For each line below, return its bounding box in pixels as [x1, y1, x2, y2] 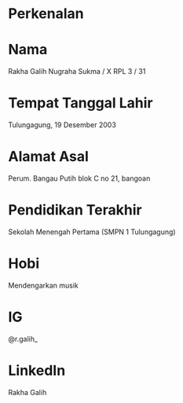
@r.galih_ [8, 334, 38, 343]
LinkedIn [8, 362, 66, 379]
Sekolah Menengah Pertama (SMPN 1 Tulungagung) [8, 227, 176, 236]
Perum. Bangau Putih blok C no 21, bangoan [8, 174, 151, 183]
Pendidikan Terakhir [8, 201, 143, 219]
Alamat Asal [8, 148, 89, 166]
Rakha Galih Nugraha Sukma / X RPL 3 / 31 [8, 67, 146, 76]
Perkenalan [8, 5, 84, 23]
